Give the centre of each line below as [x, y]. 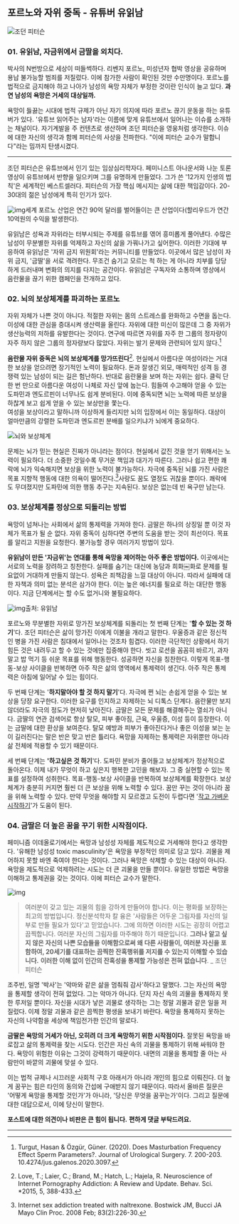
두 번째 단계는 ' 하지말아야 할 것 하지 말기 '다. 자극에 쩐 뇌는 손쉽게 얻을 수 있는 [114, 692]
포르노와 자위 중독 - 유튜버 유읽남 [75, 13]
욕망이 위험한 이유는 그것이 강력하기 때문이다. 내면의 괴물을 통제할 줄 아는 [118, 1053]
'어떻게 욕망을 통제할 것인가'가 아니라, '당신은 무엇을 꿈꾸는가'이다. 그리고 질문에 [118, 1095]
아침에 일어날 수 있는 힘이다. [59, 677]
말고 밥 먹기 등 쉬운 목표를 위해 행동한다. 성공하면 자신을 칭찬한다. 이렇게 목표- [116, 659]
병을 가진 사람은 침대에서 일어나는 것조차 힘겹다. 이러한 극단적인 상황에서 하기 [122, 641]
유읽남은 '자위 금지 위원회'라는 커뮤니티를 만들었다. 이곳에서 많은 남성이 [125, 252]
